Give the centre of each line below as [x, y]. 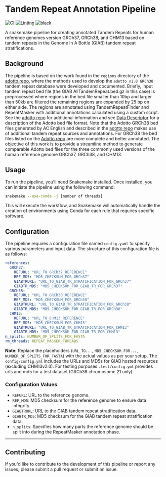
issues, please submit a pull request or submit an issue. [62, 469]
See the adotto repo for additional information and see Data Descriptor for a [82, 118]
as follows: [16, 254]
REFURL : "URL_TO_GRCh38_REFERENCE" [51, 295]
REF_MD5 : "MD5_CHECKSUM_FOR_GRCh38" [52, 300]
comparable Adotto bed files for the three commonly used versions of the [80, 149]
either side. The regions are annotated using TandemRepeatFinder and [77, 107]
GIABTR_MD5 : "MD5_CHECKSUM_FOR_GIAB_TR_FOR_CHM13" [67, 332]
